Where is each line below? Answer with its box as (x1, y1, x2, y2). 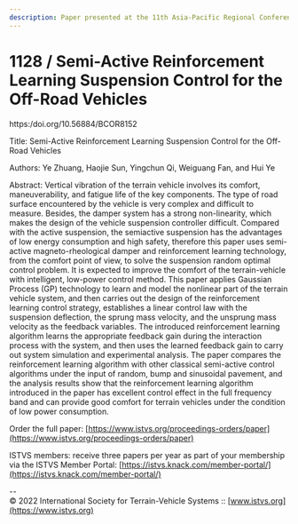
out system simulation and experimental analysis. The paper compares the (9, 349, 282, 360)
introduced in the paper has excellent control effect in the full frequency (9, 387, 272, 398)
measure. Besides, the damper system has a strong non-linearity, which (9, 208, 272, 218)
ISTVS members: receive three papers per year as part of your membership (9, 449, 286, 460)
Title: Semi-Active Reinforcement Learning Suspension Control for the (9, 135, 264, 147)
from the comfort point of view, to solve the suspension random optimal (9, 255, 271, 266)
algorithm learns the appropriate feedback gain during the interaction (9, 330, 263, 341)
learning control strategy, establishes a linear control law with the (9, 302, 248, 313)
